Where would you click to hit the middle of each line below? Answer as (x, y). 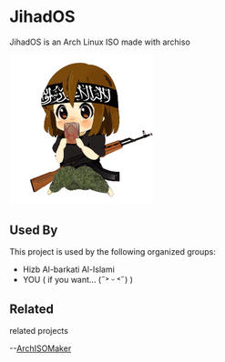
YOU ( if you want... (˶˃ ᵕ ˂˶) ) (78, 280)
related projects (39, 331)
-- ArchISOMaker (41, 348)
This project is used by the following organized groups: (112, 252)
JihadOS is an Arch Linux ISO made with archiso (100, 42)
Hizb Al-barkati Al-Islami (69, 269)
